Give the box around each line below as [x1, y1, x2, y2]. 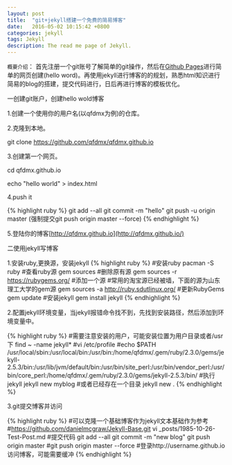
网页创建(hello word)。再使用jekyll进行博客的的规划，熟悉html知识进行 [19, 71, 220, 79]
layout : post [7, 10, 45, 17]
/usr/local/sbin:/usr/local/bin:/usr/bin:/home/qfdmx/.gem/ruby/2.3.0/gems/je [7, 348, 224, 356]
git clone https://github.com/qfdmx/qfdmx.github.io [7, 138, 154, 146]
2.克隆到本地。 [7, 124, 50, 132]
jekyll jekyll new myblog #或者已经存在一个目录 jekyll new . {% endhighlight [7, 380, 222, 388]
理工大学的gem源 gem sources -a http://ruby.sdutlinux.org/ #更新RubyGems [7, 285, 225, 293]
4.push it [7, 193, 33, 201]
